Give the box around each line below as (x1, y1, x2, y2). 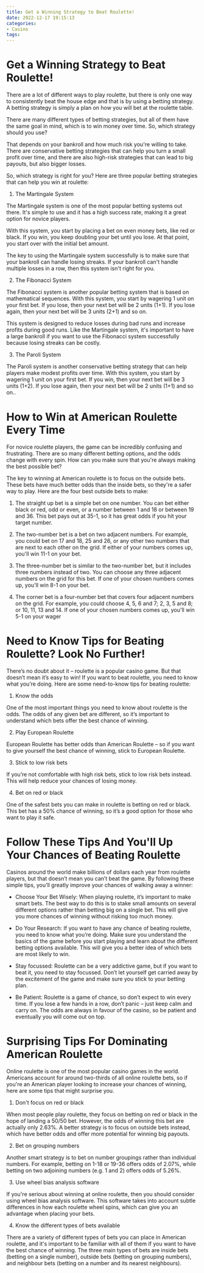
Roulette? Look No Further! (6, 647, 146, 661)
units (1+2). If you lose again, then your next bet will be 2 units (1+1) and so (6, 382, 194, 390)
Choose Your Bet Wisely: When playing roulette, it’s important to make (15, 893, 192, 901)
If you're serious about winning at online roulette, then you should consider (6, 1190, 195, 1197)
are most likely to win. (15, 950, 70, 957)
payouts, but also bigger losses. (6, 160, 86, 168)
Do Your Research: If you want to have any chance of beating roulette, (15, 924, 192, 932)
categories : (6, 20, 37, 26)
